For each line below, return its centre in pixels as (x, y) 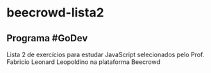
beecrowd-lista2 (56, 13)
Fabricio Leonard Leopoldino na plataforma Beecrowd (83, 62)
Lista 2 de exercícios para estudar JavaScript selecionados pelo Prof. (105, 54)
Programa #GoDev (47, 38)
